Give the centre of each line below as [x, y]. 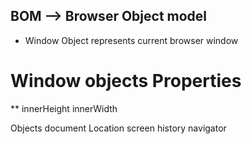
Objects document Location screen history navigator [118, 128]
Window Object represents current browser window [131, 40]
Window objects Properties [126, 81]
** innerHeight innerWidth [64, 108]
